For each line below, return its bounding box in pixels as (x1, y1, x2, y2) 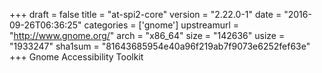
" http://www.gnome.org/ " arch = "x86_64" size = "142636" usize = (9, 30, 286, 41)
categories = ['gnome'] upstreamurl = (83, 19, 240, 31)
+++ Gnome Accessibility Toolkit (9, 51, 144, 63)
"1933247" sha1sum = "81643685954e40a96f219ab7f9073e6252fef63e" (9, 40, 311, 52)
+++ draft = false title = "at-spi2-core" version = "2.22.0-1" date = (9, 9, 282, 20)
